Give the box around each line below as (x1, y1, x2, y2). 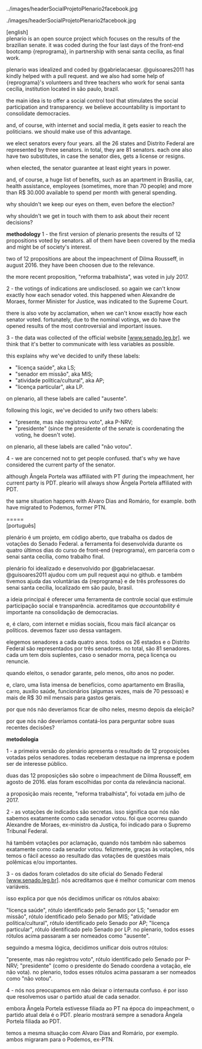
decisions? (6, 219, 33, 226)
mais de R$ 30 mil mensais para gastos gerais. (6, 694, 122, 701)
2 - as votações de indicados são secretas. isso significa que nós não (6, 808, 180, 815)
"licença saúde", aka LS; (14, 364, 76, 371)
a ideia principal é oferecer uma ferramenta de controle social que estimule (6, 596, 193, 603)
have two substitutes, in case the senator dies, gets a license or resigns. (6, 152, 186, 160)
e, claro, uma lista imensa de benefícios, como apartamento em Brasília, (6, 681, 185, 688)
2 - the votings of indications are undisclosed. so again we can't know (6, 285, 181, 292)
